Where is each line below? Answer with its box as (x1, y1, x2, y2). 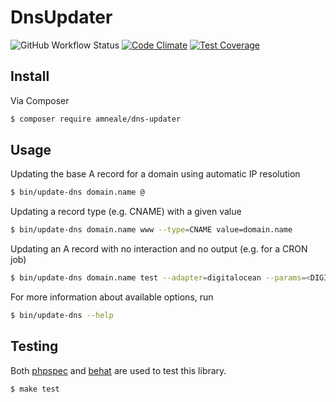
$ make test (10, 384, 60, 394)
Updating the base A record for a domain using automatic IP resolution (10, 168, 301, 180)
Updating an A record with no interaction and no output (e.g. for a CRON (10, 243, 308, 255)
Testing (10, 338, 59, 355)
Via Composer (10, 94, 70, 106)
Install (10, 68, 50, 85)
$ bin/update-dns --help (10, 311, 114, 321)
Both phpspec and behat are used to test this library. (10, 364, 227, 376)
